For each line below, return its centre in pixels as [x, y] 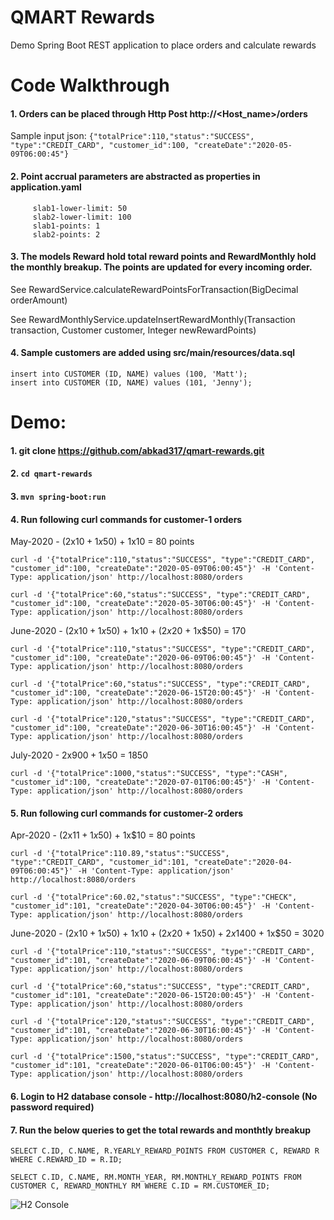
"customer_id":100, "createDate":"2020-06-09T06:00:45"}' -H [140, 658]
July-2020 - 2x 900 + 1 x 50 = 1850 [79, 755]
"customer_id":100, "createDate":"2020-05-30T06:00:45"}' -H [140, 604]
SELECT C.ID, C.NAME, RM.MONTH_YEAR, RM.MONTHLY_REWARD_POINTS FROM [156, 1177]
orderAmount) [39, 300]
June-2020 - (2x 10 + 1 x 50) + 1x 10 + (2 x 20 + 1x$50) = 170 [128, 631]
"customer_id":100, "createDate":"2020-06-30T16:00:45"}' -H [140, 728]
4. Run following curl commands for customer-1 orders [126, 519]
